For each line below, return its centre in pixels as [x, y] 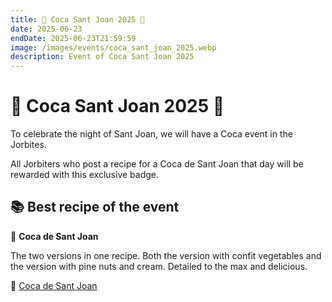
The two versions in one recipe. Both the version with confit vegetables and [166, 255]
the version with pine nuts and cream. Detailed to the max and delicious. [159, 266]
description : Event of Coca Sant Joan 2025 [102, 57]
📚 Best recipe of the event [95, 207]
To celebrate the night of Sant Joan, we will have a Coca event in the [151, 134]
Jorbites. [28, 145]
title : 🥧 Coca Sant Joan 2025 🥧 [77, 19]
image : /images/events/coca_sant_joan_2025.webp [113, 47]
